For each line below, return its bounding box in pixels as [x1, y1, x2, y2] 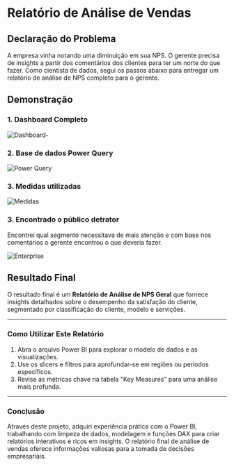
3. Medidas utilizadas [7, 181, 81, 191]
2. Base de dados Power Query [7, 148, 114, 158]
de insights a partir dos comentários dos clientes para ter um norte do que [7, 59, 221, 67]
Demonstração [7, 94, 73, 106]
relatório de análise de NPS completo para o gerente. [7, 73, 159, 82]
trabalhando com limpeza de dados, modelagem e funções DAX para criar [7, 429, 220, 438]
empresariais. [7, 452, 47, 460]
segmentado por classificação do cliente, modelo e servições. [7, 306, 186, 314]
